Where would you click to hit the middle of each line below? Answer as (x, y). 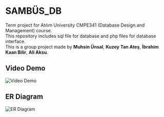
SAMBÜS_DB (34, 11)
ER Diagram (24, 97)
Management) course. (29, 30)
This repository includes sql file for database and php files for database (81, 36)
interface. (15, 41)
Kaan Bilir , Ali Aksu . (27, 52)
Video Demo (25, 68)
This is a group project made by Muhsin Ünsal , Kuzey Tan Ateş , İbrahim (82, 46)
